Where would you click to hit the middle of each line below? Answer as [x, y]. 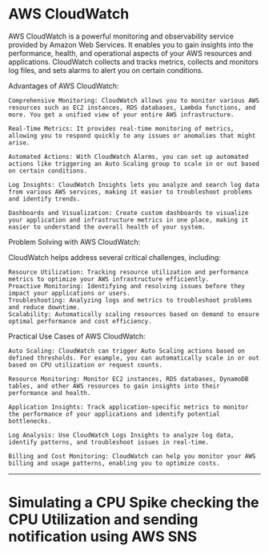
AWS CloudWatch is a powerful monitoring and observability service [121, 36]
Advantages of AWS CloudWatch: [64, 86]
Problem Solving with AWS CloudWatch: [74, 242]
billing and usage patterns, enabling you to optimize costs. [114, 463]
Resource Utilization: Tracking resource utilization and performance [128, 272]
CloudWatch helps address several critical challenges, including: [115, 257]
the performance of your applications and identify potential [114, 414]
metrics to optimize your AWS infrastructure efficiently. [109, 279]
